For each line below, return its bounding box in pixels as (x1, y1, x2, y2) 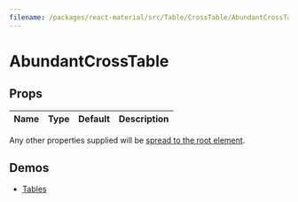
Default (78, 113, 111, 125)
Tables (21, 183, 47, 195)
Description (118, 113, 169, 125)
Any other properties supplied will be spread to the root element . (9, 135, 246, 145)
